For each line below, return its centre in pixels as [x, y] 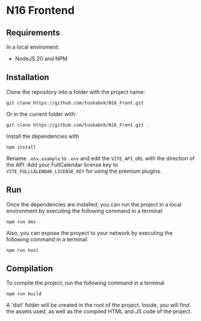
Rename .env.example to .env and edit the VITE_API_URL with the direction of [100, 158]
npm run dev [21, 222]
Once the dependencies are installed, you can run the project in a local [94, 204]
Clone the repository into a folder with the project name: [76, 92]
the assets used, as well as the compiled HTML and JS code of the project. [99, 311]
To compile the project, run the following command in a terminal [85, 283]
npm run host [23, 250]
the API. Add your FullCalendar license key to [62, 164]
